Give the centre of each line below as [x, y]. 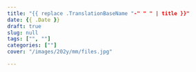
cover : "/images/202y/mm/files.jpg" [60, 52]
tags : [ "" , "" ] [29, 39]
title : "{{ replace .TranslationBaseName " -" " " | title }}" [98, 13]
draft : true [24, 26]
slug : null [23, 33]
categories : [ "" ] [32, 45]
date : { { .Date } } [33, 20]
